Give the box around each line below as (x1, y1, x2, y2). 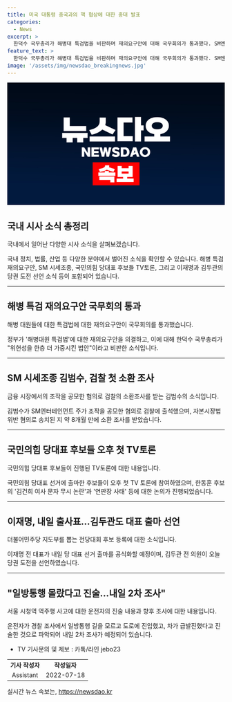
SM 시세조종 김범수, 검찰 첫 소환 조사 (7, 372, 155, 384)
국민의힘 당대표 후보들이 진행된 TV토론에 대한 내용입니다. (7, 463, 161, 472)
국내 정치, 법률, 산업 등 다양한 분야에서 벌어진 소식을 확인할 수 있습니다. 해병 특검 (7, 255, 224, 263)
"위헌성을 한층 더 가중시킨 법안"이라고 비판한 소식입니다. (7, 343, 159, 352)
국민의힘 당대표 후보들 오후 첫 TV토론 (7, 444, 157, 456)
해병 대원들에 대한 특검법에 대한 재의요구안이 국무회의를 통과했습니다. (7, 320, 193, 329)
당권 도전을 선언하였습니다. (7, 559, 79, 567)
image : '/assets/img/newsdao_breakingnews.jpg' (7, 62, 147, 69)
